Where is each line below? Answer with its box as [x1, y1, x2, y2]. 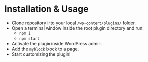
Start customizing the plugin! [11, 51, 71, 57]
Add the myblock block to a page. [11, 46, 79, 52]
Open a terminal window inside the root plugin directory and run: [11, 25, 144, 31]
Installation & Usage [4, 3, 89, 15]
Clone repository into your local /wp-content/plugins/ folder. [11, 20, 136, 26]
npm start [19, 36, 40, 41]
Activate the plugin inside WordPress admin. [11, 40, 102, 46]
